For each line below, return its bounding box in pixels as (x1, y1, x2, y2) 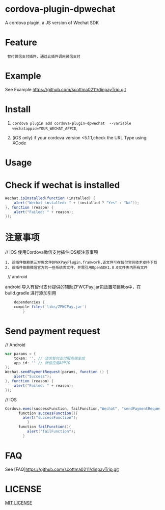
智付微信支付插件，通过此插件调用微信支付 (7, 54, 81, 59)
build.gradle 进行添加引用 (5, 290, 56, 296)
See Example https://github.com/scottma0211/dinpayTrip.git (5, 86, 126, 92)
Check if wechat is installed (5, 180, 120, 191)
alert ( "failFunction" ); (27, 429, 76, 434)
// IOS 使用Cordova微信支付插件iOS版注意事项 (5, 249, 98, 255)
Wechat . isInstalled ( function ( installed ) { (5, 195, 96, 201)
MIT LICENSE (5, 500, 32, 506)
